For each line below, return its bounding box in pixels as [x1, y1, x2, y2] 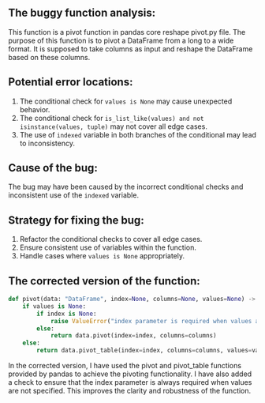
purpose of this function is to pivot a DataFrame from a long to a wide [8, 36, 234, 45]
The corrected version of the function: [8, 274, 200, 288]
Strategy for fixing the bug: [8, 213, 144, 227]
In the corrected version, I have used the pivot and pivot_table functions [8, 361, 242, 371]
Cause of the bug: [8, 161, 99, 175]
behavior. [19, 104, 50, 114]
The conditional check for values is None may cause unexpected [19, 96, 233, 106]
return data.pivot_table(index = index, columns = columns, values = [36, 347, 252, 355]
